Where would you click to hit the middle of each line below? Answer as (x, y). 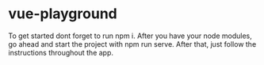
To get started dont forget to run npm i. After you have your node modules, (130, 36)
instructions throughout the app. (61, 52)
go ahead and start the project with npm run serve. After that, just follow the (132, 44)
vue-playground (63, 14)
